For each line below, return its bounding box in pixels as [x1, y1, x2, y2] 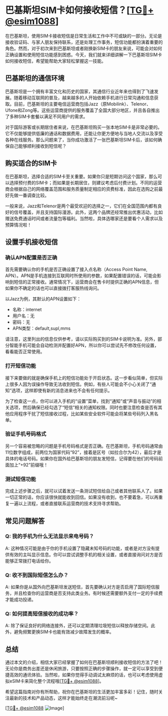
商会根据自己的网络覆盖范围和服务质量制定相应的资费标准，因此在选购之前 [5, 186, 158, 192]
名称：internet [12, 307, 42, 313]
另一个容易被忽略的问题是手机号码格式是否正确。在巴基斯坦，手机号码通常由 [5, 443, 163, 449]
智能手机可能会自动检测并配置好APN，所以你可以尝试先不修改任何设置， [9, 342, 159, 348]
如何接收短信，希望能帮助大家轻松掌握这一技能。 [5, 58, 106, 64]
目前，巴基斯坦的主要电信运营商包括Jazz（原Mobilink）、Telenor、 [13, 101, 151, 107]
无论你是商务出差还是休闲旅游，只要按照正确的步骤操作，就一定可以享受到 [5, 666, 158, 672]
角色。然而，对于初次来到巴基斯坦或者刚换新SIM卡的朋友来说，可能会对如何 [5, 45, 162, 51]
